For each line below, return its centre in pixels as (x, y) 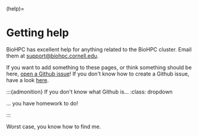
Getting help (37, 33)
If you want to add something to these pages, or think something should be (99, 67)
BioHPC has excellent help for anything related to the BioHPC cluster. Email (99, 49)
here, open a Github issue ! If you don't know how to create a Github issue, (98, 74)
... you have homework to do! (42, 103)
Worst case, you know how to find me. (54, 126)
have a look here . (28, 80)
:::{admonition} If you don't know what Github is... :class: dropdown (89, 92)
